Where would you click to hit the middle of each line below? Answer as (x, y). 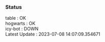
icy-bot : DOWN (22, 29)
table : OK (16, 18)
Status (14, 7)
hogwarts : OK (20, 23)
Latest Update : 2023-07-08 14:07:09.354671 (53, 34)
